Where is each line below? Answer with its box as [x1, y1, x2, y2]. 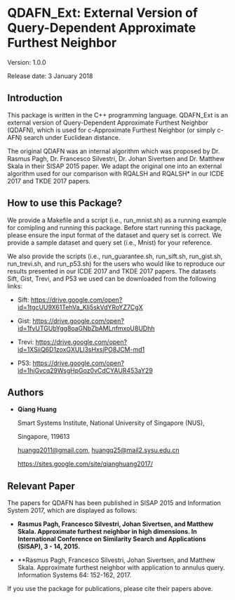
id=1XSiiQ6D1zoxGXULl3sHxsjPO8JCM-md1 [17, 345, 145, 353]
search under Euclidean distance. [23, 133, 121, 141]
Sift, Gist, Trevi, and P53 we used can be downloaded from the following [7, 274, 216, 283]
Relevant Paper [7, 480, 76, 492]
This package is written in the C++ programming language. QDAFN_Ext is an [7, 110, 229, 119]
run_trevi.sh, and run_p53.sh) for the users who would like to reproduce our [7, 259, 226, 268]
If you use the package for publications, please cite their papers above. [7, 585, 213, 593]
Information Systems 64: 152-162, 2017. [17, 571, 132, 580]
